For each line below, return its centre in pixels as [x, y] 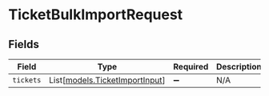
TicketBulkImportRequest [96, 15]
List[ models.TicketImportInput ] [107, 80]
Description [239, 67]
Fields [24, 44]
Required [191, 67]
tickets [27, 80]
